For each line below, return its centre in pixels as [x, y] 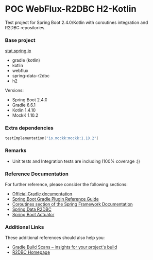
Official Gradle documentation [42, 194]
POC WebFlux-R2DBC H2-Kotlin [71, 9]
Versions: [15, 91]
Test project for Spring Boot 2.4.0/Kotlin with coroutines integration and [76, 22]
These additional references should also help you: [55, 238]
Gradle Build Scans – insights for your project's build [65, 247]
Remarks [16, 150]
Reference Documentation [37, 174]
